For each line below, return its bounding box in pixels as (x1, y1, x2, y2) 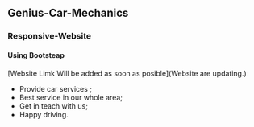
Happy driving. (19, 109, 69, 119)
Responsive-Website (7, 31, 92, 42)
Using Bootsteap (7, 50, 65, 59)
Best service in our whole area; (19, 92, 123, 102)
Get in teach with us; (19, 100, 88, 111)
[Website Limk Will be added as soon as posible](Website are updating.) (7, 68, 247, 78)
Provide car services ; (19, 84, 93, 93)
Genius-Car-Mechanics (7, 6, 129, 20)
